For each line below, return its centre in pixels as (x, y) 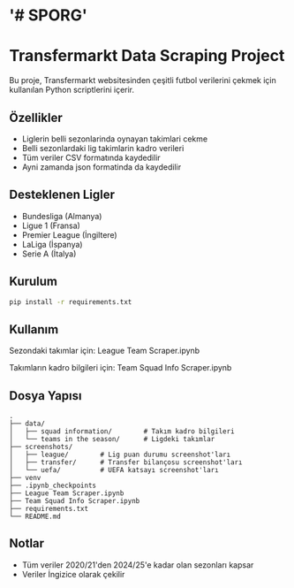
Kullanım (34, 329)
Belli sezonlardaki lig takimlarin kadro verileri (103, 148)
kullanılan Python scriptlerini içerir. (72, 90)
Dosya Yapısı (45, 396)
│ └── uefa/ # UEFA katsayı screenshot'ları (114, 470)
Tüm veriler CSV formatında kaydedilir (91, 157)
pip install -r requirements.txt (71, 302)
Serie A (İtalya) (49, 254)
